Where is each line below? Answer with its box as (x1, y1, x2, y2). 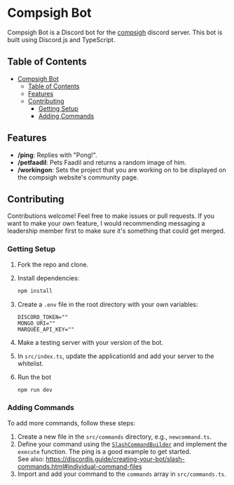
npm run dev (17, 386, 53, 393)
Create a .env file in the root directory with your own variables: (17, 300, 198, 308)
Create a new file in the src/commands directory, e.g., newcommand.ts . (17, 432, 212, 441)
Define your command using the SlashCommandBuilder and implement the (17, 439, 228, 448)
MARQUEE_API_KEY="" (17, 326, 75, 333)
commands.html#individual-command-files (17, 462, 142, 470)
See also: (17, 454, 45, 463)
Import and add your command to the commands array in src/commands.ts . (17, 470, 226, 478)
